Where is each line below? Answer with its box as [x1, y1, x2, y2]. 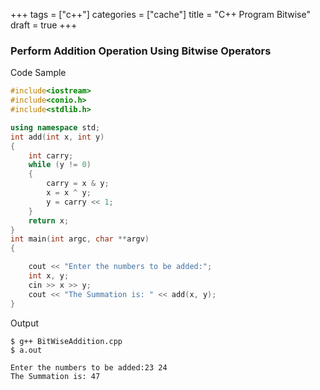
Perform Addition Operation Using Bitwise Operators [10, 44, 272, 58]
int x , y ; [28, 271, 70, 281]
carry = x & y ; [46, 179, 110, 189]
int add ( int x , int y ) [10, 132, 105, 142]
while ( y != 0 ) [28, 160, 92, 170]
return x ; [28, 215, 70, 226]
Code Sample [10, 67, 67, 79]
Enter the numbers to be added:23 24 [10, 362, 168, 373]
